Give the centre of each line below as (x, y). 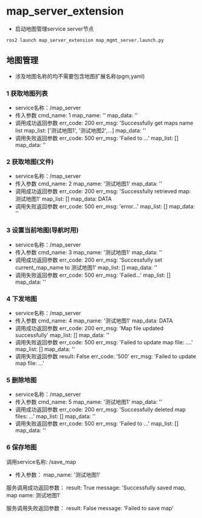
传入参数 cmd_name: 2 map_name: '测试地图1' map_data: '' (89, 184)
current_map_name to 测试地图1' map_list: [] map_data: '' (86, 267)
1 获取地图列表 (27, 94)
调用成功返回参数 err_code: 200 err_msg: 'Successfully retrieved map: (103, 191)
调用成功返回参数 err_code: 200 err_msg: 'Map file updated (89, 328)
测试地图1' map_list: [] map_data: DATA (63, 199)
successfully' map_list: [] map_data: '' (62, 335)
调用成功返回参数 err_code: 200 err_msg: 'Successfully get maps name (104, 123)
